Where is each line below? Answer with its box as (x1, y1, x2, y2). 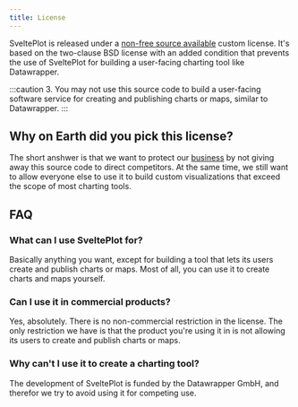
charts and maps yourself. (9, 273, 106, 284)
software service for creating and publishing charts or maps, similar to (9, 93, 268, 104)
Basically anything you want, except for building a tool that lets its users (9, 255, 274, 265)
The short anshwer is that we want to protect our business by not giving (9, 152, 275, 163)
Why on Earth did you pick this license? (9, 129, 234, 144)
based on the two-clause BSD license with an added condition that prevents (9, 47, 290, 58)
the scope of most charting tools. (9, 181, 132, 192)
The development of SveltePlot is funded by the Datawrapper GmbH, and (9, 377, 279, 388)
